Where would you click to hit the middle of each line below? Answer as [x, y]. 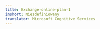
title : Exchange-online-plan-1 [38, 10]
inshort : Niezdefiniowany [32, 14]
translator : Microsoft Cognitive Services [50, 19]
